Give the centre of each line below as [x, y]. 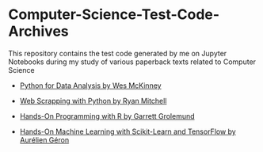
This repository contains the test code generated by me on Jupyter [118, 53]
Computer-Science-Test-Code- [114, 15]
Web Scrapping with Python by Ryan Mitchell [93, 101]
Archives [38, 31]
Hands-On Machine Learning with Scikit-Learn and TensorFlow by [128, 131]
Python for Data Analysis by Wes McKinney [90, 85]
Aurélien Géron [44, 139]
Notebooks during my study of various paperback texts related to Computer [132, 62]
